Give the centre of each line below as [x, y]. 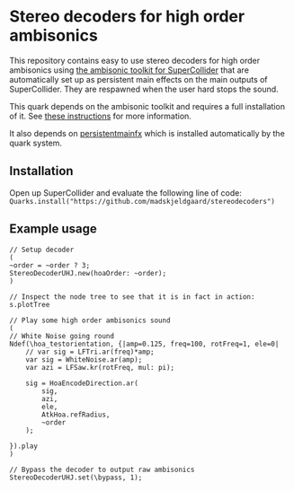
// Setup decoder [42, 250]
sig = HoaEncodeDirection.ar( [82, 383]
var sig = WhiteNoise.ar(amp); [84, 359]
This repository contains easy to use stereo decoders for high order [135, 60]
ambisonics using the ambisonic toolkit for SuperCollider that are [129, 70]
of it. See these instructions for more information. [100, 116]
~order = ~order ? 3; [50, 265]
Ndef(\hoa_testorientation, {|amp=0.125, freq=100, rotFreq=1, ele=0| [144, 344]
